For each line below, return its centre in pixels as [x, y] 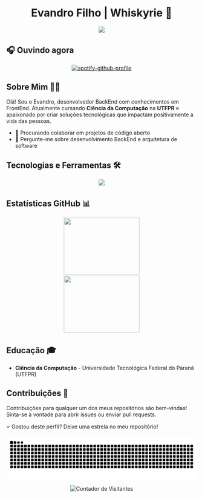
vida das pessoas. [29, 121]
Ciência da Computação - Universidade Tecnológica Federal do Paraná [105, 368]
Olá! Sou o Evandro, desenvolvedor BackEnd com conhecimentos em [93, 101]
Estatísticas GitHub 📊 [48, 203]
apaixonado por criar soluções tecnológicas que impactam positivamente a [100, 115]
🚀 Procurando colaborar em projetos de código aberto [82, 133]
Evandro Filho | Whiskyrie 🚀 [102, 13]
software [26, 145]
